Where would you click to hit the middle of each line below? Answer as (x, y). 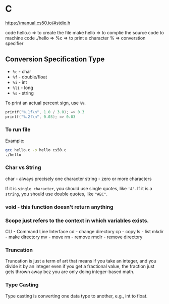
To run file (18, 129)
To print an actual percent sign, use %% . (45, 103)
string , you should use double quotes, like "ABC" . (56, 194)
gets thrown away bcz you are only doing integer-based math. (70, 272)
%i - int (20, 82)
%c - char (22, 71)
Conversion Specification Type (55, 59)
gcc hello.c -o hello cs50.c (36, 150)
